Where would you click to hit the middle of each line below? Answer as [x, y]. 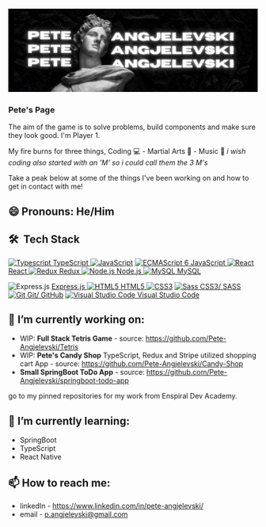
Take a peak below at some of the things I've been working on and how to [129, 178]
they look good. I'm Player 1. [54, 136]
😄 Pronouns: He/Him [61, 211]
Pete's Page [32, 109]
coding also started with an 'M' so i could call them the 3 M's [108, 162]
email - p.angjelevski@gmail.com [74, 514]
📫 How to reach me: [59, 483]
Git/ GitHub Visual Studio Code [114, 295]
